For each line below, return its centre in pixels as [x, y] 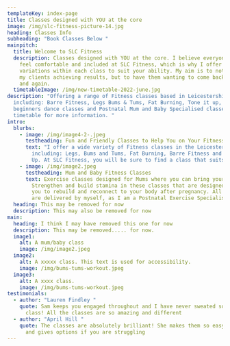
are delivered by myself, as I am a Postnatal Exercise [113, 198]
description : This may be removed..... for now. [84, 230]
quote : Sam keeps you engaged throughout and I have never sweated [117, 307]
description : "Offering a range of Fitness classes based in [96, 97]
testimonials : [27, 294]
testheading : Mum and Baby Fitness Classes [88, 173]
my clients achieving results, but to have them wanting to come [115, 77]
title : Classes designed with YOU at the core [75, 20]
